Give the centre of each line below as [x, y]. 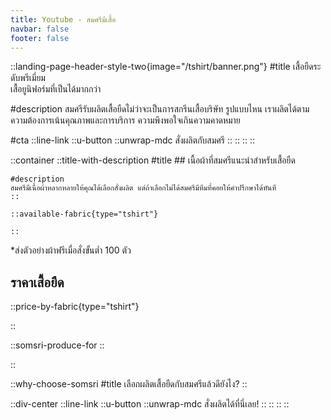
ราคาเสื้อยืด [37, 282]
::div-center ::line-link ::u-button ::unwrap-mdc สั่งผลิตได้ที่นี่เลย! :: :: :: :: [150, 404]
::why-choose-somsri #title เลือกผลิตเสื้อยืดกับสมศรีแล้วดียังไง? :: [129, 384]
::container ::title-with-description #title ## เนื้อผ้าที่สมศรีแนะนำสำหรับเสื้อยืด [153, 160]
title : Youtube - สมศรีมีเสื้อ [63, 19]
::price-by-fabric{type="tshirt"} [75, 307]
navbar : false [40, 29]
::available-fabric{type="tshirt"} [84, 214]
